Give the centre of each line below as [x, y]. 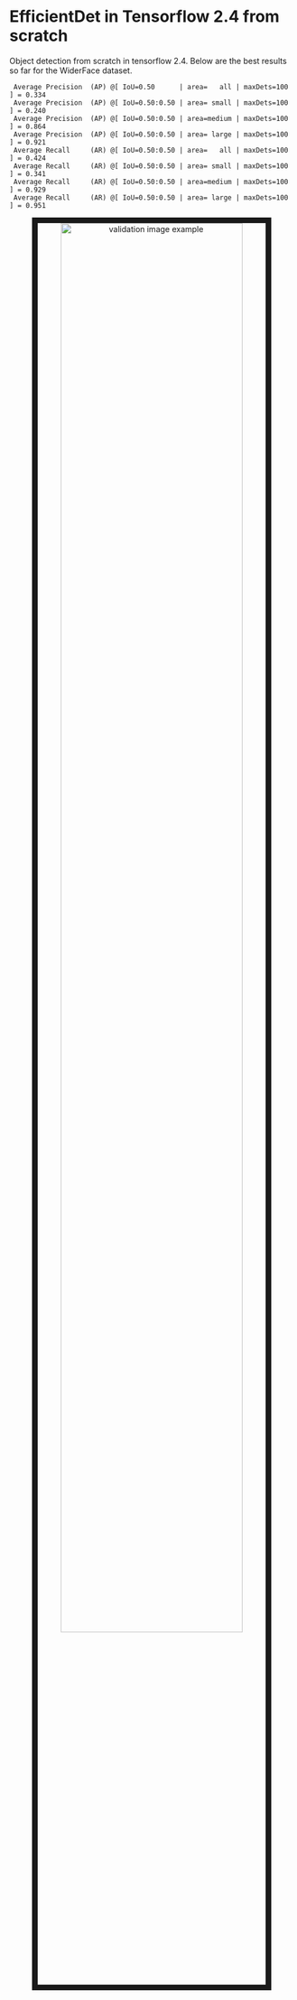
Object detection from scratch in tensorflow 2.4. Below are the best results [148, 61]
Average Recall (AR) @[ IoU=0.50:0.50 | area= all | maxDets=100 [151, 150]
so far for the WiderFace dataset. [71, 70]
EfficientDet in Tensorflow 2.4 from [144, 17]
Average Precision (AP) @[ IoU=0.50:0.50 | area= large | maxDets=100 [151, 134]
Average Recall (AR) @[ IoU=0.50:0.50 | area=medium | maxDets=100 [151, 182]
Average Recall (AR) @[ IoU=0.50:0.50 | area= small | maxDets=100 [151, 166]
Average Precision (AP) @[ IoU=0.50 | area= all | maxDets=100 [151, 87]
